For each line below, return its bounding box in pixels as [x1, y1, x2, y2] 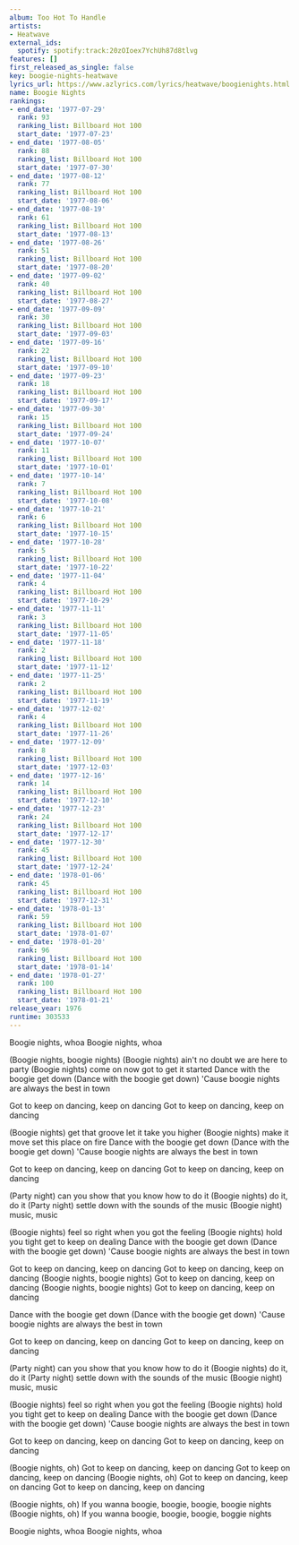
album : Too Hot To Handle [9, 13, 106, 22]
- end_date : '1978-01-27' [9, 971, 106, 980]
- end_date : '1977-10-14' [9, 471, 106, 480]
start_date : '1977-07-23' [17, 130, 115, 139]
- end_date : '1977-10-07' [9, 438, 106, 447]
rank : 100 [17, 979, 54, 988]
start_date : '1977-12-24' [17, 863, 115, 871]
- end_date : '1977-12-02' [9, 704, 106, 713]
